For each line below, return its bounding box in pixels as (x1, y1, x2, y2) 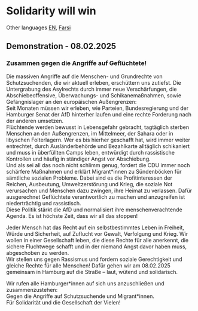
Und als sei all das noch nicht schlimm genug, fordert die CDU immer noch (6, 161, 190, 168)
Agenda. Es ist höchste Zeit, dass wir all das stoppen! (6, 212, 138, 219)
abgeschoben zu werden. (6, 249, 69, 256)
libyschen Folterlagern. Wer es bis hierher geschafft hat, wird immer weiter (6, 136, 190, 143)
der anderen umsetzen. (6, 117, 64, 124)
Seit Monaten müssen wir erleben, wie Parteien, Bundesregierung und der (6, 104, 189, 112)
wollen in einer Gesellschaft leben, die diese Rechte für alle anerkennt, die (6, 236, 189, 244)
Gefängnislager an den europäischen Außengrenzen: (6, 98, 137, 105)
